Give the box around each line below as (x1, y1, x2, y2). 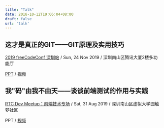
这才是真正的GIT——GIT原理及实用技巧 (5, 40, 125, 49)
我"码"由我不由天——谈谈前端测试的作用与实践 (5, 87, 149, 95)
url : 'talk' (5, 21, 30, 26)
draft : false (5, 16, 32, 21)
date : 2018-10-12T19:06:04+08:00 (5, 12, 74, 17)
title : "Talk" (5, 7, 34, 12)
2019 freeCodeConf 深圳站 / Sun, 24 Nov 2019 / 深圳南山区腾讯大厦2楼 (5, 55, 149, 61)
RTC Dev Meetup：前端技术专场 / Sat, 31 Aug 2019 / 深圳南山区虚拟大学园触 (5, 100, 159, 106)
